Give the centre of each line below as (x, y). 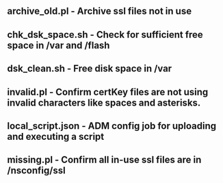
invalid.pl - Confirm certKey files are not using (108, 92)
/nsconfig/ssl (37, 171)
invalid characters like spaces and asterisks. (104, 102)
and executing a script (56, 136)
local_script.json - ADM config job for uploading (112, 126)
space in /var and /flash (58, 45)
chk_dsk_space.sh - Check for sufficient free (105, 35)
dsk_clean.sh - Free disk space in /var (90, 69)
